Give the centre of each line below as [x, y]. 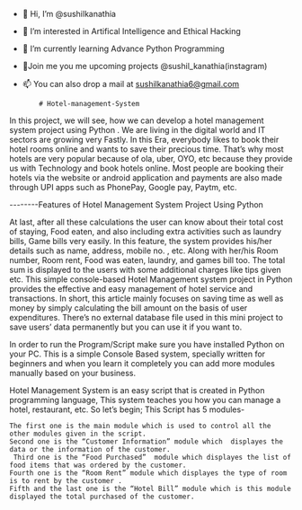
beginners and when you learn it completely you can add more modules [142, 363]
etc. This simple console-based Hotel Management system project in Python [151, 279]
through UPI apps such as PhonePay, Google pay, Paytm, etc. [123, 187]
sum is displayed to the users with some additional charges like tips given [145, 270]
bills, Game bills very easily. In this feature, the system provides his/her [141, 241]
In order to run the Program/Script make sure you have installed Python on [147, 344]
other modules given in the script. [78, 434]
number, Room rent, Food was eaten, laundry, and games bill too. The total [147, 260]
